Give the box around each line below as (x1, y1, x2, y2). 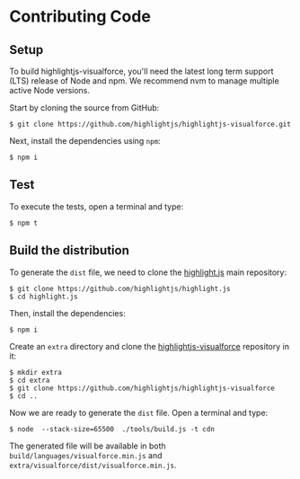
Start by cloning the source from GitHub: (9, 102, 160, 113)
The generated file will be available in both (9, 440, 166, 451)
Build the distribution (9, 243, 130, 258)
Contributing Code (9, 6, 151, 27)
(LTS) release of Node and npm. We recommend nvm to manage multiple (9, 75, 280, 86)
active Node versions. (9, 85, 91, 95)
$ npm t (9, 218, 39, 227)
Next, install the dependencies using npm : (9, 136, 162, 146)
